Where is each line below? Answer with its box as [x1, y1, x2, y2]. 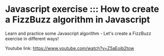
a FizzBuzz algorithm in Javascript [5, 14, 150, 25]
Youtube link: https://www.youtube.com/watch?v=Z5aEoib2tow [5, 45, 134, 51]
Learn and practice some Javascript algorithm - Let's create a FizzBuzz [5, 30, 152, 36]
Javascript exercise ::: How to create [5, 3, 160, 15]
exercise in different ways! [5, 36, 59, 42]
